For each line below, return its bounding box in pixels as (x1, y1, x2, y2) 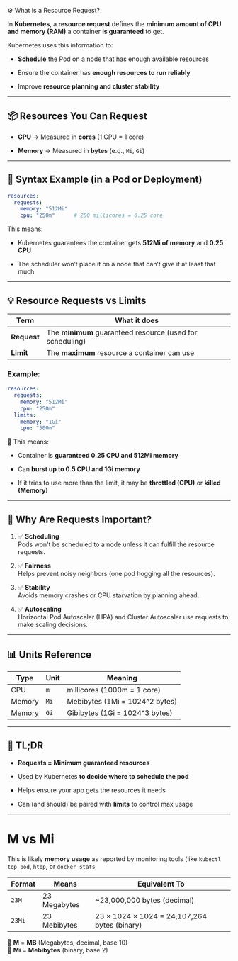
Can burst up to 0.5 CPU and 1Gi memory (17, 465, 140, 473)
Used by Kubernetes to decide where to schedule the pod (17, 772, 189, 780)
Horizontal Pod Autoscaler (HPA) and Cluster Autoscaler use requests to (17, 613, 229, 622)
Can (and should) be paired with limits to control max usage (17, 799, 193, 808)
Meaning (106, 673, 138, 682)
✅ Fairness (17, 561, 52, 570)
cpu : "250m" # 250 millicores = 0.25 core (20, 212, 163, 219)
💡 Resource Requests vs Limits (7, 294, 147, 307)
